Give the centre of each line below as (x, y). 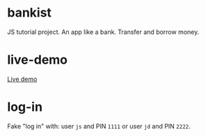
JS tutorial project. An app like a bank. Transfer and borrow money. (103, 32)
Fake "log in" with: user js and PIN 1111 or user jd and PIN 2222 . (99, 126)
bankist (30, 13)
